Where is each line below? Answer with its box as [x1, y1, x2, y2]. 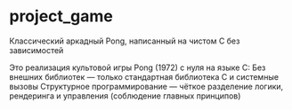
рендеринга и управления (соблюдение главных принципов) [9, 90, 241, 101]
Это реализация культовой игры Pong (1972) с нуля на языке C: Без [9, 62, 266, 73]
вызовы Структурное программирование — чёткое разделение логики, [9, 81, 284, 91]
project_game [9, 6, 114, 27]
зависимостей [9, 44, 64, 55]
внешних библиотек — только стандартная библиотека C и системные [9, 71, 279, 82]
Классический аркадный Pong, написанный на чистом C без [9, 35, 240, 46]
